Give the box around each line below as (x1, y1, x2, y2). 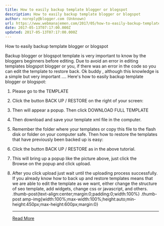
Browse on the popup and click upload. (12, 161, 91, 166)
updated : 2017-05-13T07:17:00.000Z (5, 30, 78, 35)
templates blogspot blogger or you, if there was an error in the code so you (5, 63, 156, 69)
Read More (12, 216, 35, 221)
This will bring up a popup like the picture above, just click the (12, 156, 137, 161)
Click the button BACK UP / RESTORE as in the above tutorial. (12, 146, 136, 152)
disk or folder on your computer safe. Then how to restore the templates (12, 132, 158, 137)
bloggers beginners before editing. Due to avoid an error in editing (5, 58, 138, 64)
